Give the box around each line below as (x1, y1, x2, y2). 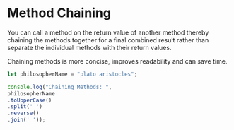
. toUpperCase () (7, 97, 52, 104)
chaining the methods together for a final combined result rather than (7, 35, 209, 44)
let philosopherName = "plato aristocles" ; (7, 71, 138, 78)
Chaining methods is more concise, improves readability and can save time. (7, 57, 228, 65)
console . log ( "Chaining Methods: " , (7, 83, 112, 90)
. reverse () (7, 110, 40, 117)
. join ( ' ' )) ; (7, 117, 46, 124)
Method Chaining (7, 5, 112, 21)
